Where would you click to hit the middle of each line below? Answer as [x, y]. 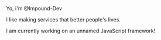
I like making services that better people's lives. [64, 19]
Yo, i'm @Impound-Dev [34, 8]
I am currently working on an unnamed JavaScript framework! [81, 31]
